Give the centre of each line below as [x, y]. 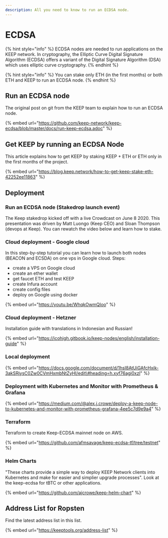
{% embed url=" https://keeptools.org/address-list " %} [62, 530]
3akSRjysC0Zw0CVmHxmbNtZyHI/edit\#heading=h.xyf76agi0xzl [73, 373]
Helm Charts [21, 461]
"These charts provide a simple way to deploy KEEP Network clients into [80, 472]
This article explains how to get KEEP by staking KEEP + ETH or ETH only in [83, 156]
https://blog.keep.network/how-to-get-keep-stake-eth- [96, 171]
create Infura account [35, 284]
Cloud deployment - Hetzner [41, 318]
